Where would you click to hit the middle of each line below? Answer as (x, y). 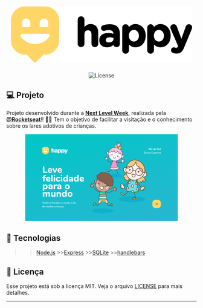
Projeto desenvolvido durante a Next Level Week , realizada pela (86, 113)
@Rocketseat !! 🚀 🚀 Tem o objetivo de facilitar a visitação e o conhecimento (99, 119)
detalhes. (18, 292)
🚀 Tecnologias (34, 238)
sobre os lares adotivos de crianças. (51, 126)
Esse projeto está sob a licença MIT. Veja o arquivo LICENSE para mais (95, 286)
